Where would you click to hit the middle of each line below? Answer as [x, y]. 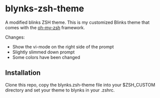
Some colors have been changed [46, 57]
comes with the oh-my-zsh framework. [45, 27]
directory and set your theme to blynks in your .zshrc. [60, 90]
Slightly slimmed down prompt [43, 52]
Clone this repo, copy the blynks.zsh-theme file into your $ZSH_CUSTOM [80, 85]
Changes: [15, 37]
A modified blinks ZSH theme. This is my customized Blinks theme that [78, 22]
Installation [23, 73]
